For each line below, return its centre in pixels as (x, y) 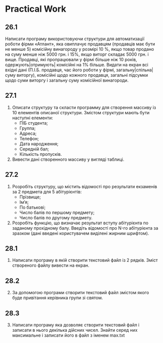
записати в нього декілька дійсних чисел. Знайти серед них (75, 330)
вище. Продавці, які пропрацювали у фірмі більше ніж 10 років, (71, 59)
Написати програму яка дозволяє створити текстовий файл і (76, 325)
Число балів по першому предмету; (57, 212)
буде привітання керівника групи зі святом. (58, 298)
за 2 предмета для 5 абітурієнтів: (47, 192)
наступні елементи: (32, 118)
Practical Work (36, 9)
